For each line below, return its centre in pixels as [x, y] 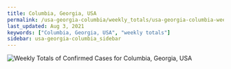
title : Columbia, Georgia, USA [52, 13]
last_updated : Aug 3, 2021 [46, 26]
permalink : [23, 20]
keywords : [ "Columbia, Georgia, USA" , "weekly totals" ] [89, 32]
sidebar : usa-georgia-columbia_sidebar [64, 39]
